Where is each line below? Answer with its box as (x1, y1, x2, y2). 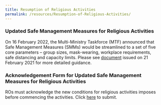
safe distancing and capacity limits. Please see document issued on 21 (5, 54, 149, 60)
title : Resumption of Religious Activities (5, 7, 96, 12)
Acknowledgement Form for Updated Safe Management (5, 72, 142, 79)
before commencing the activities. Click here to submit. (5, 94, 117, 100)
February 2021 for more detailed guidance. (5, 60, 92, 65)
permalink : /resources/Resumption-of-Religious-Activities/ (5, 12, 131, 17)
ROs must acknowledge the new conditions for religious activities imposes (5, 89, 156, 95)
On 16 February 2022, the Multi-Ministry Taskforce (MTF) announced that (5, 39, 155, 44)
